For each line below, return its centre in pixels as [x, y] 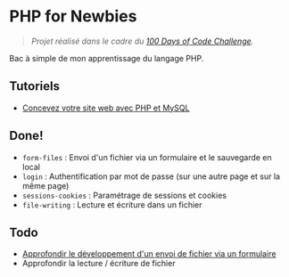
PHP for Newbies [73, 16]
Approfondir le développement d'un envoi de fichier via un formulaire [149, 254]
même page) [45, 185]
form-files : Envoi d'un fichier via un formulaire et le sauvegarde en [147, 157]
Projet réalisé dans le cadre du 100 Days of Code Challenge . [142, 41]
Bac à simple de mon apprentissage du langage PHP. [107, 58]
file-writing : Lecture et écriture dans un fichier [112, 204]
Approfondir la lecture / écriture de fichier [99, 264]
